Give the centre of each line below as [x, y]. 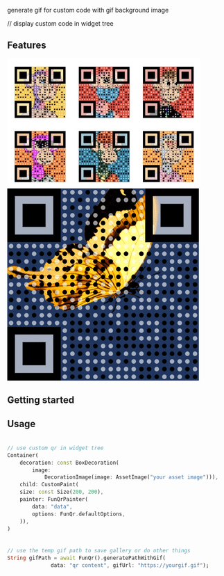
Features [27, 46]
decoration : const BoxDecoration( [69, 463]
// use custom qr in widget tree [55, 448]
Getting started [41, 400]
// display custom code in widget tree [60, 23]
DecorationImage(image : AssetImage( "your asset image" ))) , [131, 477]
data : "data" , [52, 506]
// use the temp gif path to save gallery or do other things [99, 551]
